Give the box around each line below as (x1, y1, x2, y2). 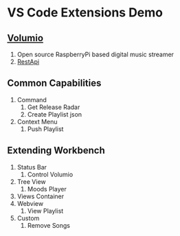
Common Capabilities (7, 78, 102, 89)
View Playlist (27, 206, 64, 215)
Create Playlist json (27, 110, 82, 118)
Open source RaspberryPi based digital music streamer (16, 50, 174, 58)
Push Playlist (27, 125, 64, 133)
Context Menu (16, 117, 58, 126)
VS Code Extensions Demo (7, 5, 164, 21)
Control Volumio (27, 170, 74, 178)
